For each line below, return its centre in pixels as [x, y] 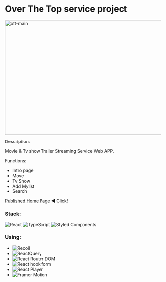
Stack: [13, 214]
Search [20, 191]
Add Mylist [23, 186]
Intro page [23, 170]
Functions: [16, 161]
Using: [13, 237]
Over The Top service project [66, 9]
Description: [18, 141]
